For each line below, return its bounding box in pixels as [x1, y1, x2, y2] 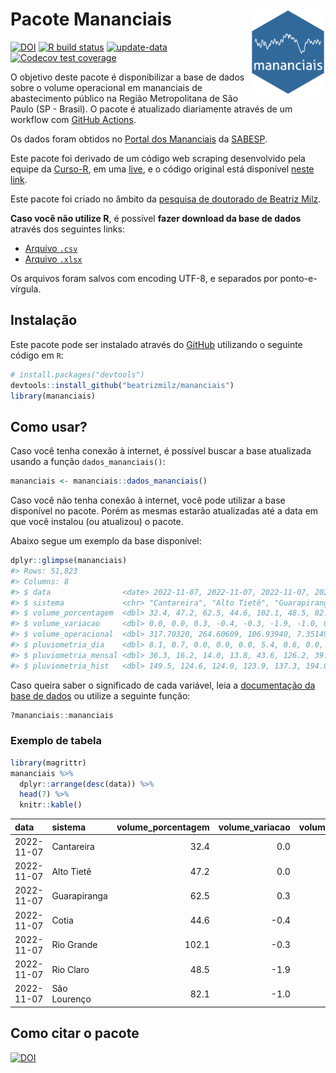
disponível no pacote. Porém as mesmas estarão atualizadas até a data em [10, 505, 319, 517]
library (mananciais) [10, 391, 97, 401]
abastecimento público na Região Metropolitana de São [10, 92, 239, 104]
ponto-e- [279, 272, 318, 284]
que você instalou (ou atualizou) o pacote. [10, 516, 184, 528]
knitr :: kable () [19, 800, 83, 810]
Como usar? [10, 418, 88, 435]
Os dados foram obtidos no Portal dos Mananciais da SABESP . [10, 133, 268, 145]
